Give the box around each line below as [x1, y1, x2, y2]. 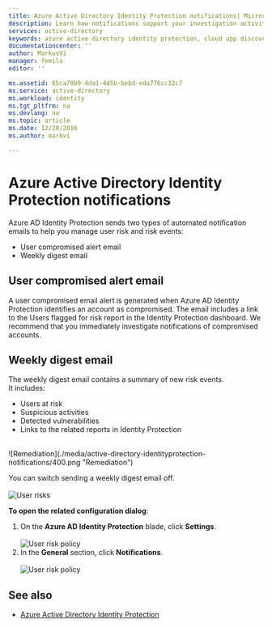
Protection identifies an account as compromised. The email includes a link [8, 304, 259, 314]
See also [8, 588, 53, 602]
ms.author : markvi [8, 132, 70, 140]
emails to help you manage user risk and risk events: [8, 226, 184, 235]
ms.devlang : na [8, 109, 60, 117]
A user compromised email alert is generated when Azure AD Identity [8, 295, 240, 305]
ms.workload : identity [8, 94, 85, 102]
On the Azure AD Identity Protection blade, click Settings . [19, 522, 217, 532]
